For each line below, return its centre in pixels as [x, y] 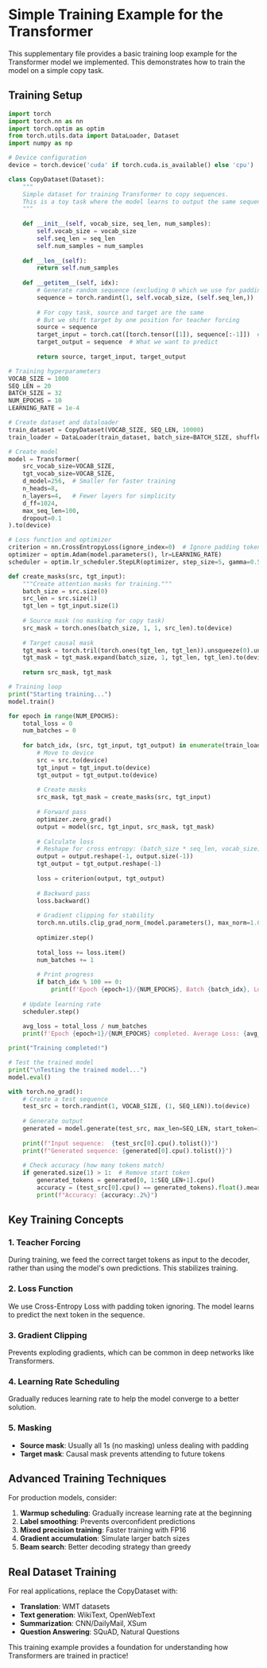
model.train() [32, 701]
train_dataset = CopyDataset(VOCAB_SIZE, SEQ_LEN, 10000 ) [106, 430]
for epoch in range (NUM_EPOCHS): [64, 716]
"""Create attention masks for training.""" [97, 584]
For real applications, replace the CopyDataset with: [93, 1591]
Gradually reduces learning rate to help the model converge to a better [124, 1399]
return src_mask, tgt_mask [67, 673]
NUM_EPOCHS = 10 [35, 401]
